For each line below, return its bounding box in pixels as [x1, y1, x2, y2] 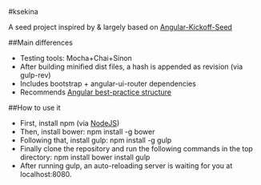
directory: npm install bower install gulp [19, 152, 151, 162]
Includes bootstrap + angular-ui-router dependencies [19, 79, 196, 88]
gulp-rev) [19, 70, 51, 79]
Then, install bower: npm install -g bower [19, 127, 155, 136]
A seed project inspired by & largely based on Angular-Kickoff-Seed [8, 22, 232, 31]
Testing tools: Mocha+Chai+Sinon [19, 54, 132, 62]
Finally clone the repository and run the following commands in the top [19, 144, 254, 153]
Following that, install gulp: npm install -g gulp [19, 135, 172, 145]
